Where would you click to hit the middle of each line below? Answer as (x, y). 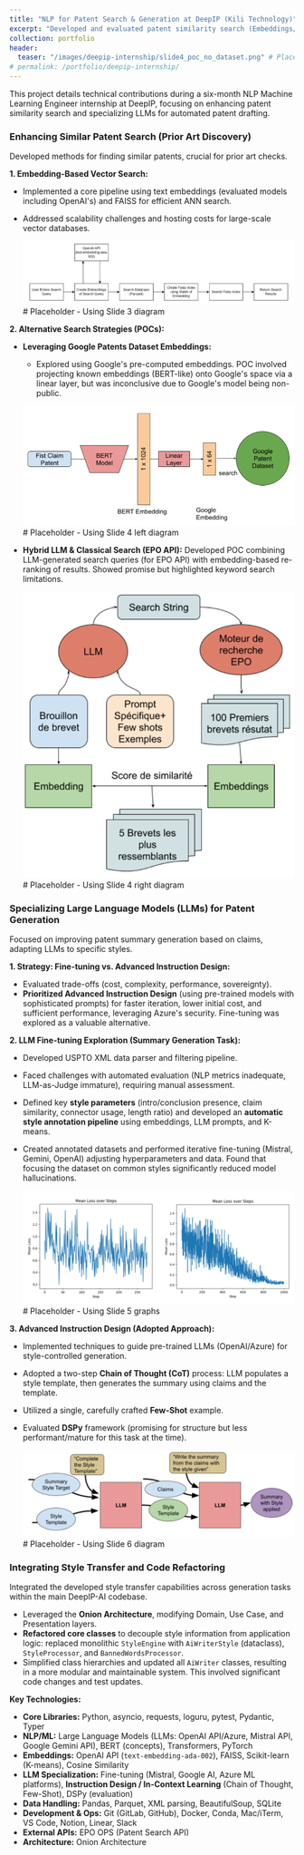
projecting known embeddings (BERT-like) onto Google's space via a (164, 374)
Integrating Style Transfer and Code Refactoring (118, 1567)
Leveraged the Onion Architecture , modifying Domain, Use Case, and (153, 1615)
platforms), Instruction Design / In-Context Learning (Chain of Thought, (158, 1784)
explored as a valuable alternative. (86, 1023)
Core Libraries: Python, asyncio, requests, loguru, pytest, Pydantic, (148, 1717)
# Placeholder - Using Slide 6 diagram (94, 1544)
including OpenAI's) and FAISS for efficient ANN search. (127, 201)
